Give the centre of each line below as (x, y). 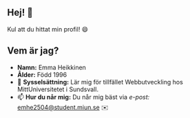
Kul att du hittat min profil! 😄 (47, 29)
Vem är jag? (33, 51)
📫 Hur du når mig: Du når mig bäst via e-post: (83, 97)
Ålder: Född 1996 (42, 74)
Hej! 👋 (20, 13)
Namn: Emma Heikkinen (51, 67)
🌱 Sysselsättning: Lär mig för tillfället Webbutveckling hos (100, 82)
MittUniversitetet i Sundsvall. (57, 89)
